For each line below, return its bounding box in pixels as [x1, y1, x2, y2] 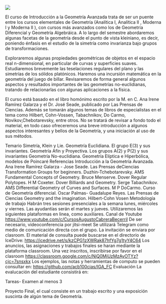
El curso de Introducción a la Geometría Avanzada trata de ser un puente [5, 14, 154, 20]
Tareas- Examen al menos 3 [5, 279, 62, 284]
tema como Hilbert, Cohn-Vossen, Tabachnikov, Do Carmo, [5, 112, 126, 118]
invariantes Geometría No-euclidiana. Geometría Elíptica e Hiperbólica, [5, 153, 150, 159]
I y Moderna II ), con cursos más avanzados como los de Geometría [5, 25, 143, 30]
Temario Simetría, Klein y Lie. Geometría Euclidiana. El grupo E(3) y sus [5, 143, 151, 149]
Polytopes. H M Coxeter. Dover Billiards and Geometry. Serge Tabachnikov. [5, 180, 159, 185]
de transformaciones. [5, 46, 49, 51]
